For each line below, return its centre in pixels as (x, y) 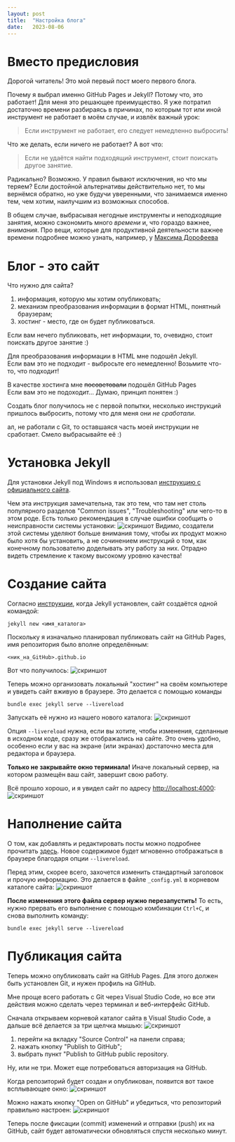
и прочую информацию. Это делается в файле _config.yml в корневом (113, 880)
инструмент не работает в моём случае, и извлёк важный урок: (103, 117)
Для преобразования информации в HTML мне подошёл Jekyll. (102, 357)
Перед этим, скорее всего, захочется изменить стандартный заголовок (115, 872)
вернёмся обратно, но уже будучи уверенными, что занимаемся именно (117, 194)
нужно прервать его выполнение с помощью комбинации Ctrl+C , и (108, 909)
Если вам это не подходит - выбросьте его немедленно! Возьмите (107, 364)
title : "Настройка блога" (47, 20)
